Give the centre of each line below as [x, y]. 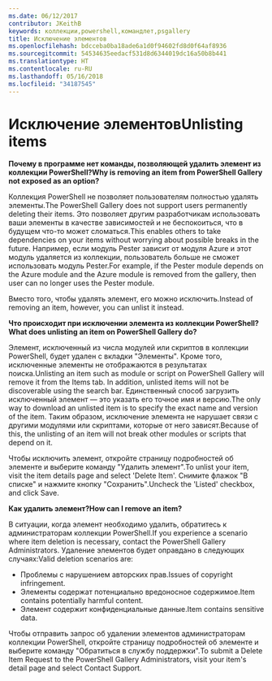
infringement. [43, 583]
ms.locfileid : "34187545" [52, 84]
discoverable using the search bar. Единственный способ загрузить [124, 391]
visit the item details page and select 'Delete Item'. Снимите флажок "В [128, 475]
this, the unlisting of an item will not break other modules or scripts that [127, 434]
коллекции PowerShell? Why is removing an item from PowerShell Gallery [136, 172]
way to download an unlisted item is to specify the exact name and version [133, 408]
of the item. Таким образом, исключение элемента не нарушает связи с [134, 417]
